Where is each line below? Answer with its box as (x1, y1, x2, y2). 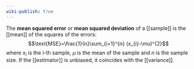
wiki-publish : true (6, 8, 54, 15)
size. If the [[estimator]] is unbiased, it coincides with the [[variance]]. (6, 57, 175, 64)
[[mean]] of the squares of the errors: (6, 30, 97, 38)
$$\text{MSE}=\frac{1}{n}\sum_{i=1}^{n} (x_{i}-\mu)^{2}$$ (28, 40, 169, 47)
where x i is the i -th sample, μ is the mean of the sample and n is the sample (6, 49, 189, 57)
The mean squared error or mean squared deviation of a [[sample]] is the (6, 25, 186, 32)
